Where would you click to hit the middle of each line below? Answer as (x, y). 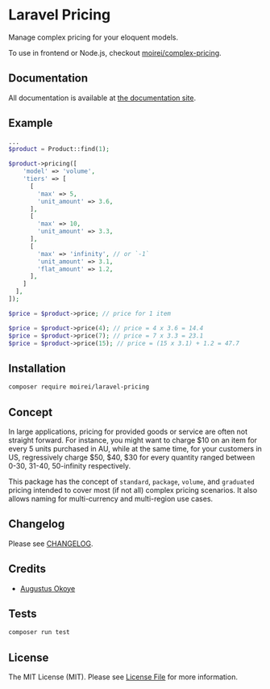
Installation (37, 368)
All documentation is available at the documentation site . (102, 98)
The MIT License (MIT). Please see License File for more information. (123, 677)
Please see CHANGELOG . (51, 544)
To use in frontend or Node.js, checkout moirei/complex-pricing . (115, 53)
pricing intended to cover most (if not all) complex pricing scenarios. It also (133, 489)
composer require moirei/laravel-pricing (79, 387)
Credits (27, 569)
